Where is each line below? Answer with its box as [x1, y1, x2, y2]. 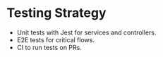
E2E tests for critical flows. [16, 35, 95, 44]
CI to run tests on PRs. [16, 43, 82, 51]
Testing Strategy [6, 5, 107, 21]
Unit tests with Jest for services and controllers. [16, 28, 157, 37]
